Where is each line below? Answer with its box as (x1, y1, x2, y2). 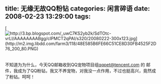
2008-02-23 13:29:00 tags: (5, 13, 91, 21)
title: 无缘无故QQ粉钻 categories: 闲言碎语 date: (5, 4, 150, 13)
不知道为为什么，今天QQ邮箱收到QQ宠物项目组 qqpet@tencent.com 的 (5, 62, 145, 68)
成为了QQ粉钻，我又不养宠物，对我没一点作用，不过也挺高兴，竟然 (17, 68, 152, 73)
